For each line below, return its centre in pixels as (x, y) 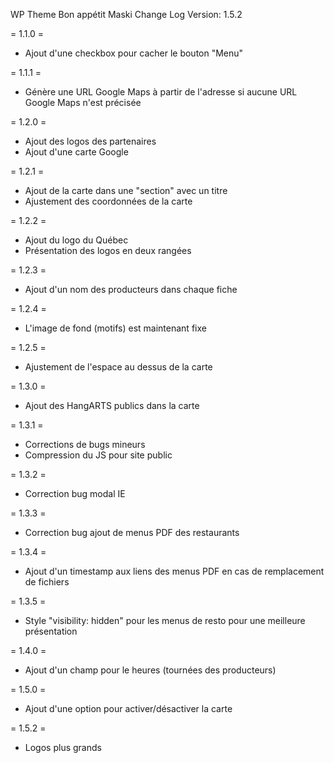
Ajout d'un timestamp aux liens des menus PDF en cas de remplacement (174, 571)
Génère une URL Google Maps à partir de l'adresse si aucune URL (161, 92)
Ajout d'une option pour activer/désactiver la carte (128, 708)
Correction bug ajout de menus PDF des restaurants (132, 532)
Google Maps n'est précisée (83, 102)
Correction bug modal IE (75, 493)
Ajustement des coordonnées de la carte (108, 201)
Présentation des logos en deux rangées (108, 250)
